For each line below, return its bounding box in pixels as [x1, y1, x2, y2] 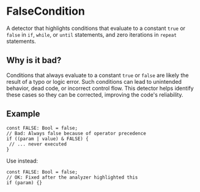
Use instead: [6, 157, 39, 164]
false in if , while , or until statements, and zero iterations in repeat [6, 31, 177, 38]
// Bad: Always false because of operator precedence [6, 130, 147, 136]
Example [6, 109, 40, 119]
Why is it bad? [6, 55, 62, 65]
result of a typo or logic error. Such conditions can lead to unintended [6, 78, 182, 85]
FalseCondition [6, 4, 86, 18]
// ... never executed [9, 141, 67, 147]
